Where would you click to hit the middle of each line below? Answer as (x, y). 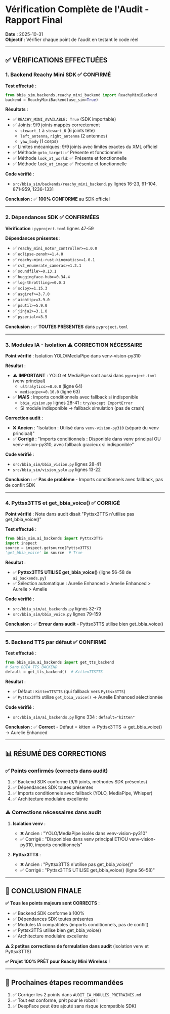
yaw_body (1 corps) (39, 141)
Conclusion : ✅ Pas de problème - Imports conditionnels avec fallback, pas (84, 479)
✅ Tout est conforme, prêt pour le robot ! (55, 1000)
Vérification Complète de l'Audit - (77, 9)
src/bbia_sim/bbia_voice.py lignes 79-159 (57, 614)
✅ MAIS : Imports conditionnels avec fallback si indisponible (75, 397)
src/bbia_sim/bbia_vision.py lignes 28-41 (57, 464)
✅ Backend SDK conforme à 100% (48, 913)
